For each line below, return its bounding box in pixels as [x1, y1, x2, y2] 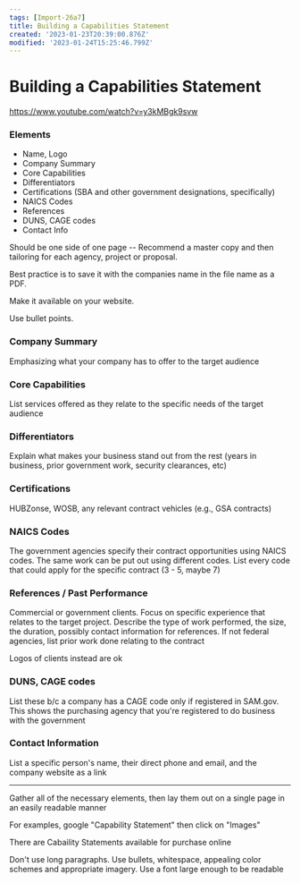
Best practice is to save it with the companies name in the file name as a [9, 269, 275, 280]
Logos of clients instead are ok [9, 653, 123, 664]
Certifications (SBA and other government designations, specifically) [21, 187, 275, 198]
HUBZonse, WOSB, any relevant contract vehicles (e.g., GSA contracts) [9, 503, 272, 514]
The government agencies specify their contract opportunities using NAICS [9, 545, 287, 556]
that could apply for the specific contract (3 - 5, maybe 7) [9, 565, 221, 575]
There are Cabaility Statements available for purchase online [9, 836, 232, 847]
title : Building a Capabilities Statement [9, 21, 170, 30]
